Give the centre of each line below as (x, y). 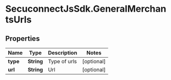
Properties (23, 38)
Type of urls (62, 61)
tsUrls (18, 20)
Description (63, 53)
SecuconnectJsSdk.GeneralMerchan (86, 9)
